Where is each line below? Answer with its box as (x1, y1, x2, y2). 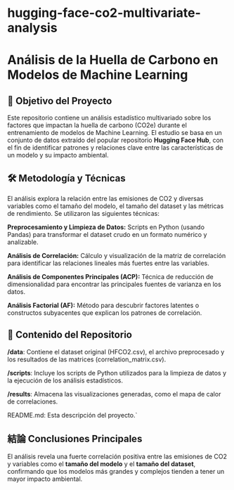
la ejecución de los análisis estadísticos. (7, 376, 124, 385)
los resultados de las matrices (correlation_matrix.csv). (7, 355, 167, 363)
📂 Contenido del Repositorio (7, 329, 132, 341)
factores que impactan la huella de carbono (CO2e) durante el (7, 121, 188, 129)
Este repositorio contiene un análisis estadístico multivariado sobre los (7, 114, 212, 122)
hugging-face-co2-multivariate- (7, 5, 202, 21)
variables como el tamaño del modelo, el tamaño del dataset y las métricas (7, 202, 224, 210)
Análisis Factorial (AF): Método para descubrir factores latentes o (7, 301, 200, 309)
